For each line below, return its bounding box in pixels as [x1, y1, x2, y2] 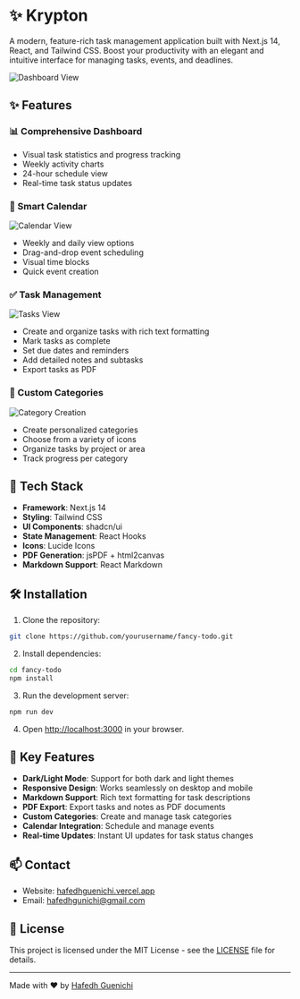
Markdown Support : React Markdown [21, 559, 163, 570]
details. [9, 954, 37, 965]
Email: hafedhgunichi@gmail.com [21, 895, 146, 906]
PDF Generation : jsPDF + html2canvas [21, 550, 165, 560]
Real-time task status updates [21, 177, 132, 188]
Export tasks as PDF [21, 364, 97, 375]
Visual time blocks [21, 256, 90, 267]
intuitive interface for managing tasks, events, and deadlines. [9, 55, 234, 65]
